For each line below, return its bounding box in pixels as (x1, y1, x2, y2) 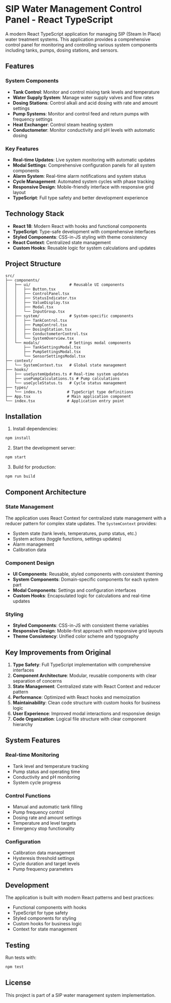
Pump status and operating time (12, 768, 80, 775)
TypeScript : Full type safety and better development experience (12, 195, 148, 201)
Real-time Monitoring (5, 752, 60, 759)
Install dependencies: (12, 426, 58, 432)
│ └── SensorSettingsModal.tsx (5, 354, 86, 359)
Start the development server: (12, 445, 76, 451)
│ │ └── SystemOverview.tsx (5, 336, 74, 341)
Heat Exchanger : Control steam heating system (12, 121, 113, 128)
